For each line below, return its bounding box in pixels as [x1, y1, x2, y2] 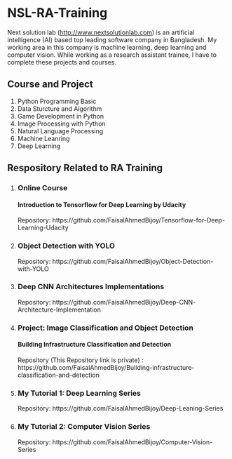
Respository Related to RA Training [7, 162, 163, 174]
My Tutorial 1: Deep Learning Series [17, 388, 142, 398]
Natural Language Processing [17, 126, 104, 135]
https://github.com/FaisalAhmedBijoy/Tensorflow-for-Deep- [52, 216, 226, 225]
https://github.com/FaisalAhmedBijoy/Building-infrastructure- [17, 363, 195, 371]
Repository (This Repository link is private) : [17, 356, 144, 364]
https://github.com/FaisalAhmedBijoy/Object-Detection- [52, 257, 214, 265]
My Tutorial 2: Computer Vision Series [17, 422, 151, 432]
